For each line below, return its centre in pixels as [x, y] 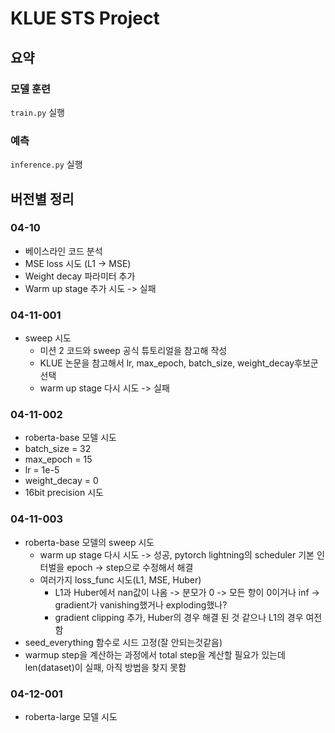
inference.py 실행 [46, 164]
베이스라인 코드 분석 [63, 251]
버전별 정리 [42, 198]
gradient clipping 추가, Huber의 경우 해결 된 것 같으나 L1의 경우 [179, 617]
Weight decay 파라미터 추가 [80, 276]
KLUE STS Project [85, 18]
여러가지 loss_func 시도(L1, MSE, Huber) [120, 579]
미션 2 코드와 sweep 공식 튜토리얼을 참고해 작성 [133, 351]
